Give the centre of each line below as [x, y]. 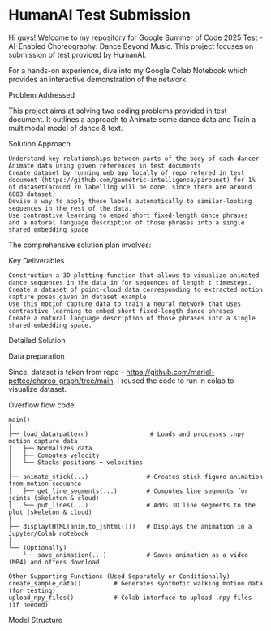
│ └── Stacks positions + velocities [76, 462]
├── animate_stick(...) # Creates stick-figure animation [136, 477]
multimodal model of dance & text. [66, 128]
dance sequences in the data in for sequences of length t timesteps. [130, 282]
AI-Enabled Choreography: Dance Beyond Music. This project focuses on [131, 46]
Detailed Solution [37, 340]
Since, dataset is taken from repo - [67, 372]
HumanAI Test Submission [99, 15]
